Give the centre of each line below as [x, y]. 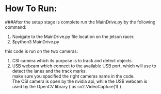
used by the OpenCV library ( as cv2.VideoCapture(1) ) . [68, 86]
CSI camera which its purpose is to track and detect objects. [72, 60]
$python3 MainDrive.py [36, 41]
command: [16, 27]
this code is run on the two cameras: [41, 51]
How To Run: [31, 9]
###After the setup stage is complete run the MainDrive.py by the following [80, 22]
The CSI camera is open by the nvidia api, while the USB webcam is [80, 81]
